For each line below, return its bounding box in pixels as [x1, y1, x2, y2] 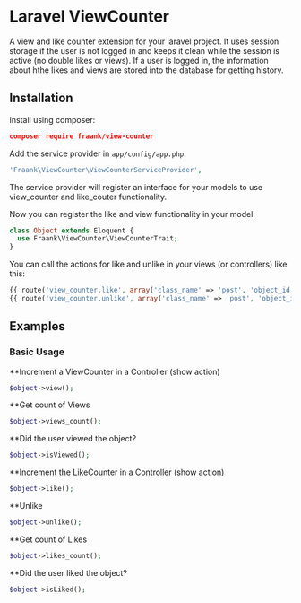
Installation [9, 91, 73, 106]
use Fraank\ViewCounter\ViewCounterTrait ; [17, 234, 178, 243]
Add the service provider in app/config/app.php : [9, 148, 186, 159]
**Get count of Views [9, 399, 90, 410]
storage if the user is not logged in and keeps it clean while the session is [9, 45, 280, 56]
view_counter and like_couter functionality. [9, 191, 168, 202]
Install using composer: [9, 114, 96, 125]
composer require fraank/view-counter [9, 132, 154, 141]
